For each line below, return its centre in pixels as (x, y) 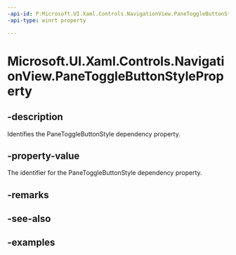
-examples (31, 243)
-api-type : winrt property (47, 20)
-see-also (29, 219)
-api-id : (20, 14)
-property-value (44, 156)
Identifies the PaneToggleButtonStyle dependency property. (94, 133)
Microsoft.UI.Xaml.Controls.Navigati (116, 61)
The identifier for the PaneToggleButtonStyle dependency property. (105, 173)
